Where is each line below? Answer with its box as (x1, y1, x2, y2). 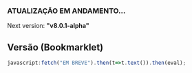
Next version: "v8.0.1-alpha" (7, 22, 89, 30)
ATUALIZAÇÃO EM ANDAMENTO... (7, 6, 126, 16)
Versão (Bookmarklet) (7, 41, 104, 53)
